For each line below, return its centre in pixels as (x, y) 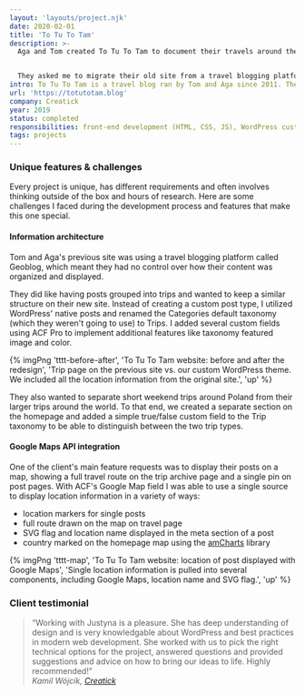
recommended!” (62, 671)
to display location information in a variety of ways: (105, 496)
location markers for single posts (84, 513)
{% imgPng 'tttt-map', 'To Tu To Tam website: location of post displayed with (152, 559)
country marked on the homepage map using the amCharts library (146, 542)
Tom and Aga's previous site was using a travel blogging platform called (144, 257)
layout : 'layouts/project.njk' (69, 18)
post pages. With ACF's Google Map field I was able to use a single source (149, 486)
